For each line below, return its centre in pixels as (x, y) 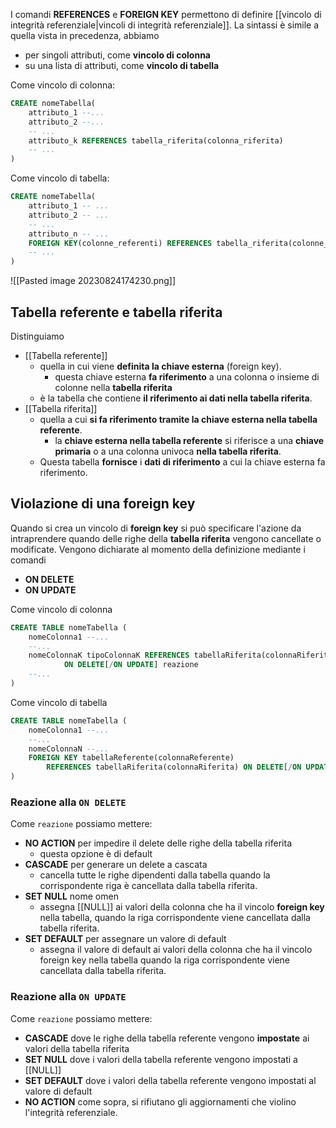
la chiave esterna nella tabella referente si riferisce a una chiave (189, 440)
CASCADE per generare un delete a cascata (116, 865)
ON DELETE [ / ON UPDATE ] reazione (131, 665)
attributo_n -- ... (69, 234)
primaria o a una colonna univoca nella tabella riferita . (168, 451)
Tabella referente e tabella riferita (116, 312)
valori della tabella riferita (77, 1048)
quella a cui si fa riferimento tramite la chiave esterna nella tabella (178, 419)
